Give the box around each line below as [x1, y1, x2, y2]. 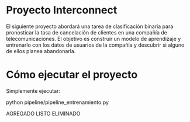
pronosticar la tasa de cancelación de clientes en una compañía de [6, 29, 168, 36]
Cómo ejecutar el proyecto [6, 68, 138, 82]
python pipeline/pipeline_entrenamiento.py [6, 99, 109, 106]
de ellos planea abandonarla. [6, 47, 76, 54]
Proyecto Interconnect [6, 4, 118, 17]
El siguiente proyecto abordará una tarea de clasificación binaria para [6, 23, 174, 30]
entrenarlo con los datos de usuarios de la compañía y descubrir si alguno [6, 41, 185, 48]
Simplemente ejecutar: [6, 87, 60, 94]
